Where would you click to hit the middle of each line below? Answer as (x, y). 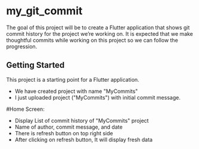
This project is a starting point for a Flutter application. (73, 79)
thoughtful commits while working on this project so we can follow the (92, 40)
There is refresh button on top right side (64, 133)
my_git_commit (44, 11)
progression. (22, 46)
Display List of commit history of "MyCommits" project (82, 120)
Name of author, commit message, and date (69, 127)
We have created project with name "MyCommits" (76, 91)
